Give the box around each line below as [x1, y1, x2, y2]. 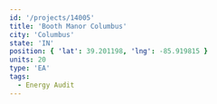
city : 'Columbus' [9, 30, 75, 39]
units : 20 [9, 55, 47, 64]
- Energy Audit [17, 80, 75, 90]
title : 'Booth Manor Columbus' [9, 22, 127, 31]
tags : [9, 72, 30, 81]
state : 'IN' [9, 38, 54, 48]
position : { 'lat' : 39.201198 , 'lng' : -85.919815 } [9, 47, 208, 56]
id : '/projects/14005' [9, 13, 95, 23]
